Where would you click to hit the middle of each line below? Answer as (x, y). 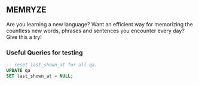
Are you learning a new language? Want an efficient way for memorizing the (99, 24)
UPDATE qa (19, 70)
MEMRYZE (26, 10)
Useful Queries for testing (45, 52)
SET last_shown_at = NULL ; (40, 76)
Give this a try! (24, 37)
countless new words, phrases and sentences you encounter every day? (96, 31)
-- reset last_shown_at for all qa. (52, 65)
